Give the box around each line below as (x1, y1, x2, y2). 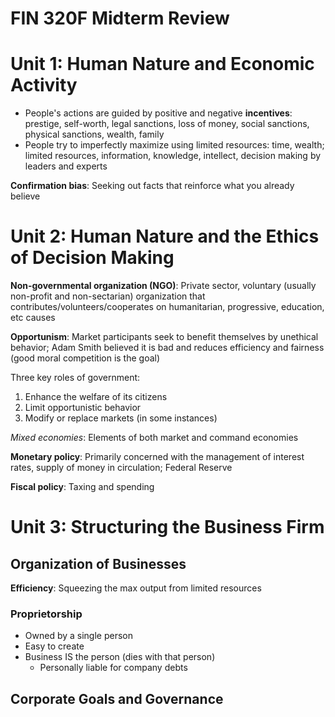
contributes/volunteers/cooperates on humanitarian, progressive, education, (10, 301, 325, 313)
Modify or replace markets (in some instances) (24, 412, 218, 424)
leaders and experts (24, 160, 108, 172)
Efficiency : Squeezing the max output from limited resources (10, 582, 262, 594)
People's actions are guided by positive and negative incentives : (24, 107, 293, 119)
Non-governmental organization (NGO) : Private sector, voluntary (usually (10, 280, 317, 292)
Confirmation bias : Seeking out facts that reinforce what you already (10, 180, 295, 192)
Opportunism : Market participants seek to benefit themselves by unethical (10, 331, 319, 343)
